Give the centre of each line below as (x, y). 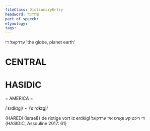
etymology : (16, 23)
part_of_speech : (22, 19)
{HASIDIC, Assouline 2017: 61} (36, 124)
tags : (11, 28)
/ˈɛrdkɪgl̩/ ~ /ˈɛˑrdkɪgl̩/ (27, 108)
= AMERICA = (19, 98)
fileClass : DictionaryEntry (34, 10)
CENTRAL (26, 62)
